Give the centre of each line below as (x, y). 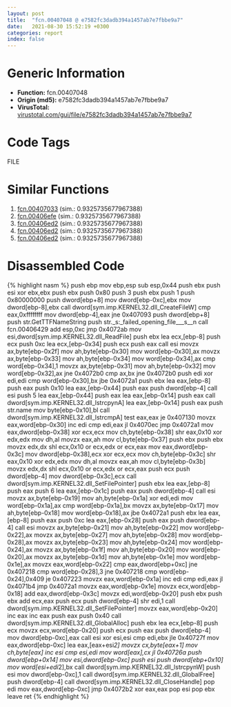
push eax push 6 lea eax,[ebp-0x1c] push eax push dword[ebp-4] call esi (111, 491)
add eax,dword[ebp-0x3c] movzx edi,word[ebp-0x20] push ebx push (123, 593)
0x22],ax (20, 535)
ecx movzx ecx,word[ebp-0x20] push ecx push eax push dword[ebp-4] (109, 630)
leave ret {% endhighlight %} (48, 696)
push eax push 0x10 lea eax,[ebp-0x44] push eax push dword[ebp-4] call (112, 388)
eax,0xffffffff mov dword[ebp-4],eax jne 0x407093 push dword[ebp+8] (109, 314)
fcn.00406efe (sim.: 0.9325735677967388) (79, 216)
